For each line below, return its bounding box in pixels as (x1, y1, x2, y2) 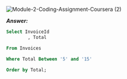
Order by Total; (6, 66, 47, 73)
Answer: (6, 17, 28, 24)
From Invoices (6, 45, 42, 51)
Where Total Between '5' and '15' (6, 56, 93, 62)
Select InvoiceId (6, 29, 50, 35)
